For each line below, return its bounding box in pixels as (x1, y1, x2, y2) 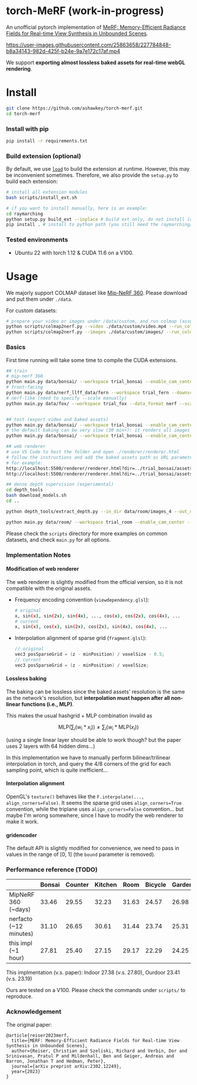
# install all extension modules (6, 190, 88, 195)
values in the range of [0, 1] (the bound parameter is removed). (6, 851, 155, 858)
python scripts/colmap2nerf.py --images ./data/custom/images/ (6, 329, 164, 335)
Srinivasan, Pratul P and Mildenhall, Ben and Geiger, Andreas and (6, 1053, 175, 1059)
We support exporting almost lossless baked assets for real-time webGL (6, 59, 186, 66)
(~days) (9, 905, 31, 914)
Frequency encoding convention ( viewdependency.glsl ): (14, 596, 150, 603)
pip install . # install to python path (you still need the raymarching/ (6, 222, 193, 228)
